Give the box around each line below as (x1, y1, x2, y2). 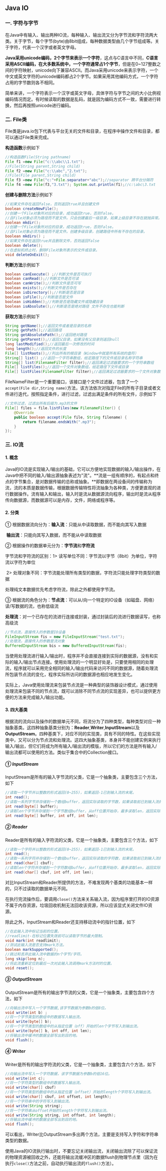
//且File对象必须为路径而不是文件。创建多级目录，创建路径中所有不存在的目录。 (5, 229, 147, 234)
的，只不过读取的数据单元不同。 (5, 885, 70, 892)
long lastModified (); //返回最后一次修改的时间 (5, 342, 95, 347)
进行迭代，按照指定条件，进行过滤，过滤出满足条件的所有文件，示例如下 (9, 391, 157, 397)
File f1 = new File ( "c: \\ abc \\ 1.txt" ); (5, 159, 85, 164)
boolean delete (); (5, 243, 43, 248)
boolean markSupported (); (5, 947, 58, 952)
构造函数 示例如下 (5, 144, 40, 150)
